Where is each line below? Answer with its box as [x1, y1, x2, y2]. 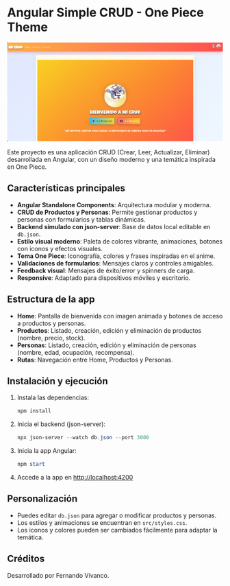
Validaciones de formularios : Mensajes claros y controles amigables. [16, 259, 214, 267]
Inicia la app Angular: [16, 447, 77, 455]
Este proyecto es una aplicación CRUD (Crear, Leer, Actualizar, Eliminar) [7, 148, 210, 156]
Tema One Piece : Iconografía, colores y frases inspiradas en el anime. [16, 252, 216, 260]
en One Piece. [7, 163, 47, 171]
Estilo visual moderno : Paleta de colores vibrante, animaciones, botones [16, 237, 223, 245]
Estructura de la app [7, 294, 95, 305]
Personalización [7, 493, 78, 505]
